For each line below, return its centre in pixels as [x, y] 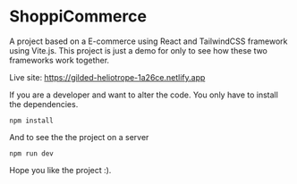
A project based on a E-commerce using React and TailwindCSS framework [148, 41]
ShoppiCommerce [78, 17]
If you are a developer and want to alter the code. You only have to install [144, 95]
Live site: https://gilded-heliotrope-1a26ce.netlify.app [107, 77]
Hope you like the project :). [60, 170]
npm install [31, 121]
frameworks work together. [59, 60]
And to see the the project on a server [79, 137]
